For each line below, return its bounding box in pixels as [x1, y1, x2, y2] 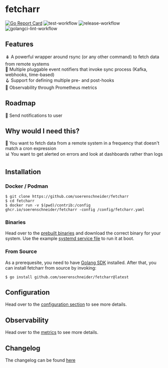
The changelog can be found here [5, 357, 76, 363]
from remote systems [5, 61, 50, 67]
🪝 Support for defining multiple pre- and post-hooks [5, 77, 114, 83]
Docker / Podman [5, 182, 49, 189]
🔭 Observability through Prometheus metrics [5, 84, 97, 90]
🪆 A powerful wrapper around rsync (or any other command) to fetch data [5, 54, 159, 60]
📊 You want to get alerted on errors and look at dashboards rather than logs [5, 151, 163, 157]
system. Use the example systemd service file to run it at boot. [5, 235, 134, 241]
